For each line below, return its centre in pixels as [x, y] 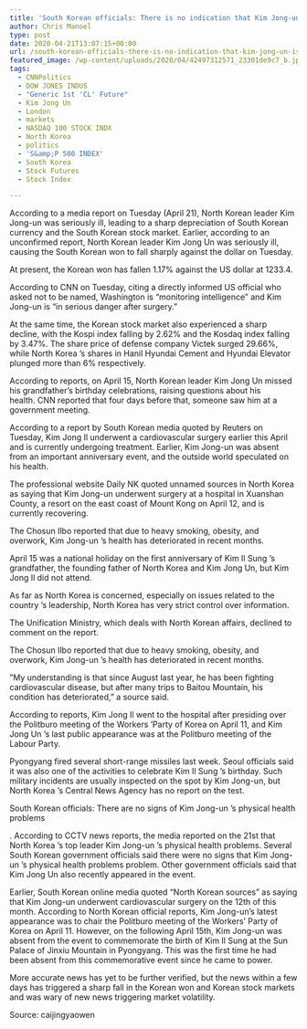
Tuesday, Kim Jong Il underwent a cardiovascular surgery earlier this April [148, 437]
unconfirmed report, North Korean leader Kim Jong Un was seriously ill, [144, 242]
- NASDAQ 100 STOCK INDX [65, 129]
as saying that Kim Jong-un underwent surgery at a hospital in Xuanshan [147, 494]
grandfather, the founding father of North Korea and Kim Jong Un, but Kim [149, 568]
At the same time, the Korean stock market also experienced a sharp [138, 324]
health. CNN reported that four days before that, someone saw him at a [143, 400]
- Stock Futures [48, 171]
